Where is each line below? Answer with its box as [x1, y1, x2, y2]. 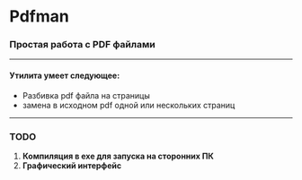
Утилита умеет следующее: [9, 70, 120, 81]
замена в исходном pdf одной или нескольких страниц [22, 99, 235, 110]
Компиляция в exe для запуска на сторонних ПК [22, 150, 214, 161]
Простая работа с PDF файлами [9, 39, 155, 51]
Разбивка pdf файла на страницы [22, 90, 150, 100]
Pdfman [9, 6, 69, 27]
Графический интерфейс [22, 159, 122, 171]
